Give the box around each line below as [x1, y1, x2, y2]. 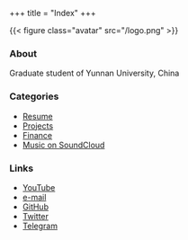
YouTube [22, 182, 56, 192]
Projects [22, 120, 54, 131]
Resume [22, 111, 53, 121]
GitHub [22, 201, 49, 212]
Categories [9, 90, 59, 102]
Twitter [22, 210, 49, 221]
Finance [22, 129, 53, 140]
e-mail [22, 191, 47, 202]
